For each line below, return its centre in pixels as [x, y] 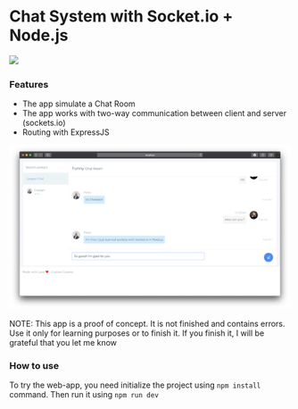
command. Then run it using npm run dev [84, 395]
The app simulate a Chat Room [79, 104]
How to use [34, 365]
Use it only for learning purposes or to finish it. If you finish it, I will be [137, 333]
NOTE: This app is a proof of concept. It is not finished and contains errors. [147, 324]
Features [29, 84]
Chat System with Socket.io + [121, 17]
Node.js [39, 35]
